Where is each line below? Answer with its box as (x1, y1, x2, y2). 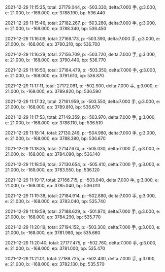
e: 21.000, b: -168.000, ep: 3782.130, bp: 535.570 (5, 261, 105, 267)
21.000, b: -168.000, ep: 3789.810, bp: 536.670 (5, 104, 100, 110)
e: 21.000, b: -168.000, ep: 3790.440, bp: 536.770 (5, 57, 106, 63)
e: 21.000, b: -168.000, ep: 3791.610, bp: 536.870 (5, 73, 104, 78)
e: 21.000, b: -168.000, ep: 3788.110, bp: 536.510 (5, 120, 103, 126)
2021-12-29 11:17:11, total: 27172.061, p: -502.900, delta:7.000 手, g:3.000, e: (5, 83, 159, 89)
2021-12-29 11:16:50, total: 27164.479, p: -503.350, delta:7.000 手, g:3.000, (5, 67, 157, 73)
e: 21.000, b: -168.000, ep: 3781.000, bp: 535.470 (5, 245, 105, 251)
